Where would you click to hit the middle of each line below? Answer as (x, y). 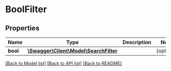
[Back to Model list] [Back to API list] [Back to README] (64, 63)
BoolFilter (26, 9)
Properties (22, 28)
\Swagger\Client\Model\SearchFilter (73, 51)
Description (137, 42)
